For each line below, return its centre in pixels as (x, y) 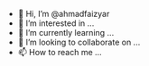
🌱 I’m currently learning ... (66, 33)
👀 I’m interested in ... (56, 23)
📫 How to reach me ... (60, 52)
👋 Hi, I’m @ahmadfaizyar (64, 14)
